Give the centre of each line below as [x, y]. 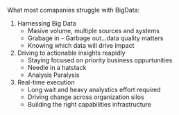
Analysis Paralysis [53, 75]
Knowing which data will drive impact [81, 45]
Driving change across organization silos [86, 97]
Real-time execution [46, 82]
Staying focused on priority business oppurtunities [100, 60]
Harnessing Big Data [46, 23]
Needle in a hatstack [57, 68]
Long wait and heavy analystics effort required [94, 90]
